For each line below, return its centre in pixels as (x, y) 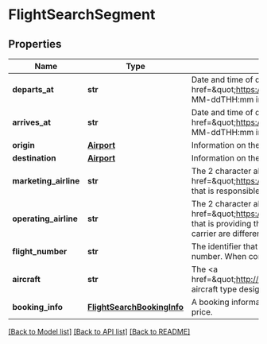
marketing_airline (46, 181)
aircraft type (214, 289)
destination (34, 158)
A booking (210, 302)
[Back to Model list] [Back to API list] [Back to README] (99, 332)
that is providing (221, 224)
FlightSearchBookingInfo (135, 307)
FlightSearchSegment (82, 15)
